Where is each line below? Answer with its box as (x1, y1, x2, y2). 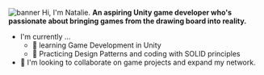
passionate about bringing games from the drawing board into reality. (8, 16, 247, 26)
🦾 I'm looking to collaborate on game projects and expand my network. (19, 57, 256, 67)
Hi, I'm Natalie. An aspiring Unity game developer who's (41, 8, 233, 17)
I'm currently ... (19, 32, 71, 41)
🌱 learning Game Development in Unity (31, 40, 161, 50)
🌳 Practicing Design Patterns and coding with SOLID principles (31, 49, 241, 58)
